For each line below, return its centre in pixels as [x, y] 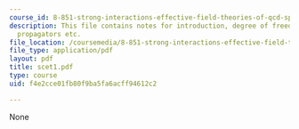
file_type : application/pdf [61, 51]
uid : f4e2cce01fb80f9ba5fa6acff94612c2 [83, 84]
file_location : [37, 42]
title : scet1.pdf [41, 68]
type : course [33, 76]
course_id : [29, 17]
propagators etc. [49, 34]
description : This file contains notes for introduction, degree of [139, 26]
